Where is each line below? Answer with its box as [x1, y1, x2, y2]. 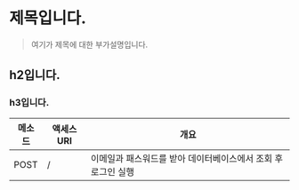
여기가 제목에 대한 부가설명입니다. [30, 39, 149, 50]
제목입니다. [9, 8, 87, 28]
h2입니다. [9, 67, 61, 83]
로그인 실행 [90, 165, 135, 178]
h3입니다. [9, 97, 50, 109]
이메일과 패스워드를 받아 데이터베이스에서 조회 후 [90, 152, 283, 164]
